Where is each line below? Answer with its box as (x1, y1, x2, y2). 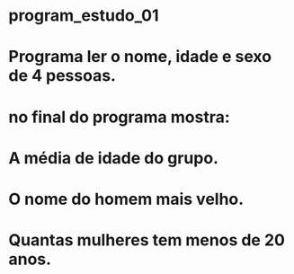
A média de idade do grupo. (8, 147, 219, 168)
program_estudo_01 (8, 5, 159, 26)
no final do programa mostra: (8, 107, 230, 127)
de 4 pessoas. (8, 66, 116, 86)
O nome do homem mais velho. (8, 189, 245, 209)
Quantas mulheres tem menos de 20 (8, 230, 285, 251)
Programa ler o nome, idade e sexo (8, 47, 272, 67)
